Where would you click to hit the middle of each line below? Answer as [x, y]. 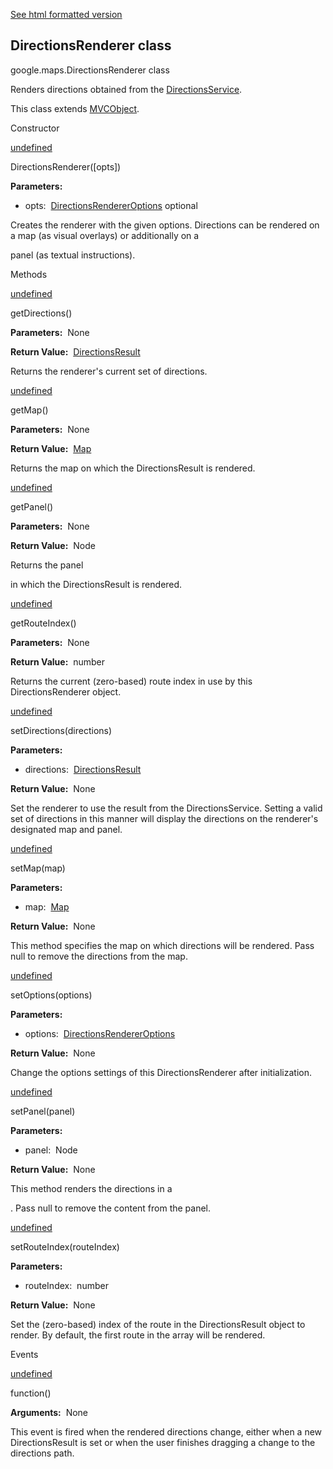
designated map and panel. [66, 829]
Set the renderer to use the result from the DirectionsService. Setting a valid [166, 808]
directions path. [42, 1453]
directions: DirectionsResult [83, 769]
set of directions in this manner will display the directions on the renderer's [164, 818]
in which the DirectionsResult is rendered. [96, 584]
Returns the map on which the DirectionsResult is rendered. [133, 468]
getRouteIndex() [43, 623]
